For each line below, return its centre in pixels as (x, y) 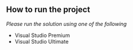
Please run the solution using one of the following (66, 24)
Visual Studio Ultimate (42, 41)
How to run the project (48, 10)
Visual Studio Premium (42, 35)
